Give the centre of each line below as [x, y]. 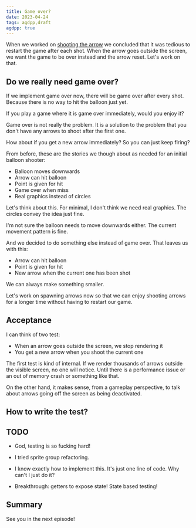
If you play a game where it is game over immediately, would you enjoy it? [95, 114]
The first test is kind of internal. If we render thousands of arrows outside [94, 363]
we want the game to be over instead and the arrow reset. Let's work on [93, 57]
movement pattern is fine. [37, 232]
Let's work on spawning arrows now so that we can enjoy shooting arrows [96, 296]
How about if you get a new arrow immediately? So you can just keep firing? [98, 143]
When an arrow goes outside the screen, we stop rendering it [89, 346]
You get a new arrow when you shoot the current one [79, 352]
